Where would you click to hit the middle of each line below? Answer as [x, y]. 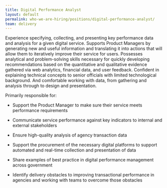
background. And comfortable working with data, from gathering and [76, 80]
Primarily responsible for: [31, 95]
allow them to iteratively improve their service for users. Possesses [74, 54]
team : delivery [21, 24]
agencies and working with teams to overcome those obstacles [77, 180]
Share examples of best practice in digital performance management [83, 160]
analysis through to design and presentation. [51, 86]
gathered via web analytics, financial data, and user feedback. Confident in [82, 70]
